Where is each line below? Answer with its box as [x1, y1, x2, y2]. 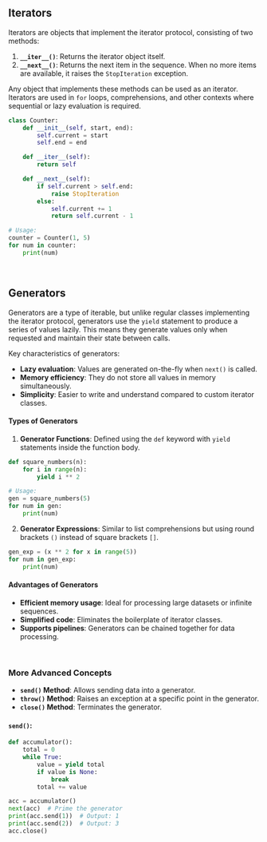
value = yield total [37, 761, 105, 769]
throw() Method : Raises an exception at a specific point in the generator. [19, 694, 259, 704]
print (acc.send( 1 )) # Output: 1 [8, 812, 120, 820]
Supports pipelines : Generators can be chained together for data [19, 623, 235, 633]
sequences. [19, 606, 59, 616]
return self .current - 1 [50, 212, 134, 220]
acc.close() [8, 827, 48, 835]
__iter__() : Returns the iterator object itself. [19, 51, 166, 61]
